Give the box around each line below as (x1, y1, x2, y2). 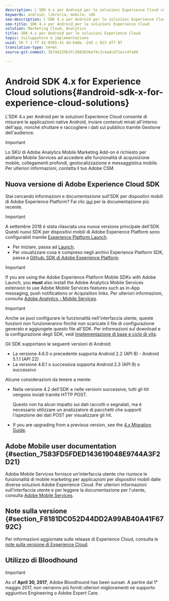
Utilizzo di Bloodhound (5, 556, 78, 565)
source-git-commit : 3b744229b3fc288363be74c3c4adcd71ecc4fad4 (5, 49, 138, 54)
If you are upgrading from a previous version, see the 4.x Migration (12, 422, 152, 428)
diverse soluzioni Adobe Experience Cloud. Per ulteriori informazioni (5, 482, 147, 488)
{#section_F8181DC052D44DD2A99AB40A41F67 (5, 515, 164, 523)
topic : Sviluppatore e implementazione (5, 36, 89, 41)
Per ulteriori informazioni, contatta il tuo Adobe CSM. (5, 165, 115, 171)
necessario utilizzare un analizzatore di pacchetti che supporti (12, 407, 142, 413)
